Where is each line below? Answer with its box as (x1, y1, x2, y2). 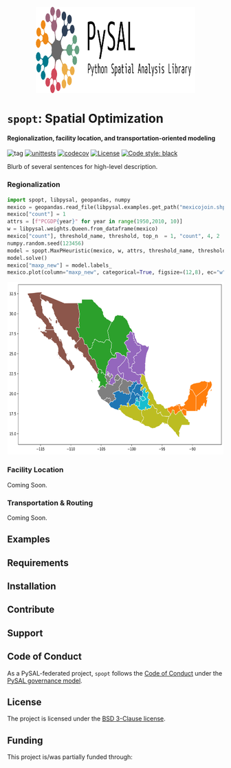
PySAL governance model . (7, 676, 82, 685)
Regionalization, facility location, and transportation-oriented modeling (7, 134, 215, 142)
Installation (7, 580, 56, 592)
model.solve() (7, 254, 48, 261)
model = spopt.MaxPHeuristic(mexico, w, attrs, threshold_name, (7, 247, 195, 254)
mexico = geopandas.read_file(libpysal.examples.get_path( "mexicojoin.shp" (7, 203, 229, 210)
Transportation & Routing (7, 498, 93, 507)
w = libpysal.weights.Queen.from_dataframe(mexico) (7, 225, 158, 232)
